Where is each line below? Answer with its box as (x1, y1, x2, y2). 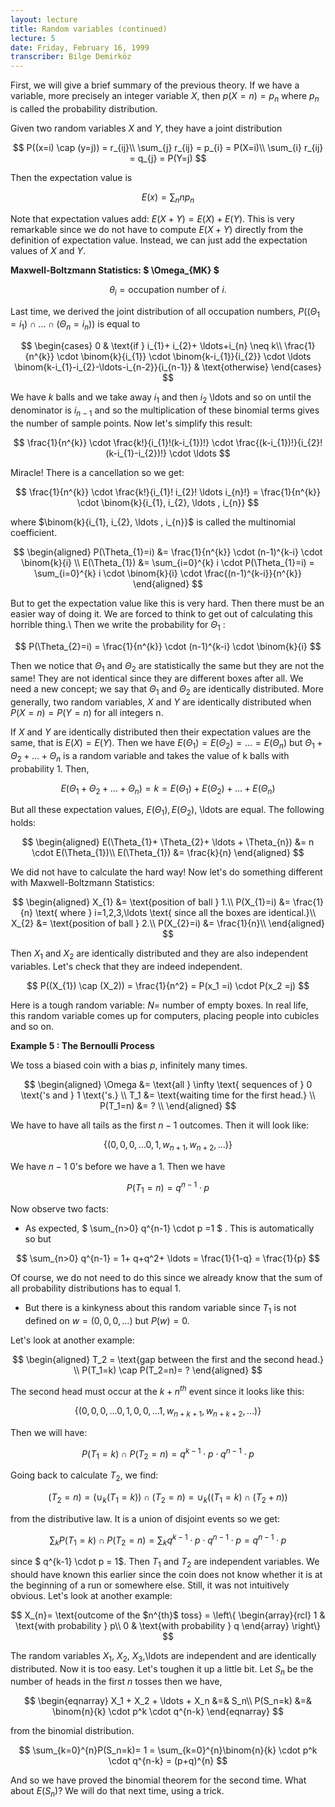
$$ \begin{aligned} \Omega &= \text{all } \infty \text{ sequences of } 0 (23, 1079, 313, 1091)
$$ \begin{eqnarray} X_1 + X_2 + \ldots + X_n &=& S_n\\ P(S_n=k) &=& (23, 1695, 313, 1707)
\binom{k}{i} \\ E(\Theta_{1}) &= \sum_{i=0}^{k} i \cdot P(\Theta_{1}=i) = (21, 556, 315, 568)
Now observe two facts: (10, 1203, 109, 1215)
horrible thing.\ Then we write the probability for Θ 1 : (10, 618, 226, 633)
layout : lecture (10, 14, 78, 25)
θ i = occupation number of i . (109, 283, 227, 298)
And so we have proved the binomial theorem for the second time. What (10, 1774, 307, 1786)
